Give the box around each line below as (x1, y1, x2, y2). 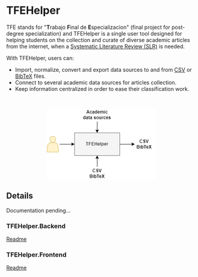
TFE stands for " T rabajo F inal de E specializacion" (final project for (6, 23, 170, 31)
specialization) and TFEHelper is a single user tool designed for (25, 30, 182, 37)
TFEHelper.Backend (6, 222, 66, 230)
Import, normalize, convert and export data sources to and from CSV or (14, 66, 193, 73)
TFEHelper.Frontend (6, 251, 67, 259)
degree (6, 30, 24, 37)
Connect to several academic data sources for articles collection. (14, 79, 177, 86)
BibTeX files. (14, 72, 46, 79)
